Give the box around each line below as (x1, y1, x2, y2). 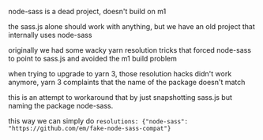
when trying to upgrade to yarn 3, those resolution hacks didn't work (8, 69, 232, 78)
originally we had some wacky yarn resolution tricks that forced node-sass (8, 46, 251, 54)
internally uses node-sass (8, 31, 92, 39)
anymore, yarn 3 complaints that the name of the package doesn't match (8, 78, 246, 87)
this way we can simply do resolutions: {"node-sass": (8, 116, 188, 125)
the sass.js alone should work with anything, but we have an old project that (8, 22, 255, 31)
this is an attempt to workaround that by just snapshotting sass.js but (8, 93, 233, 101)
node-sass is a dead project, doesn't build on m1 (8, 7, 167, 16)
